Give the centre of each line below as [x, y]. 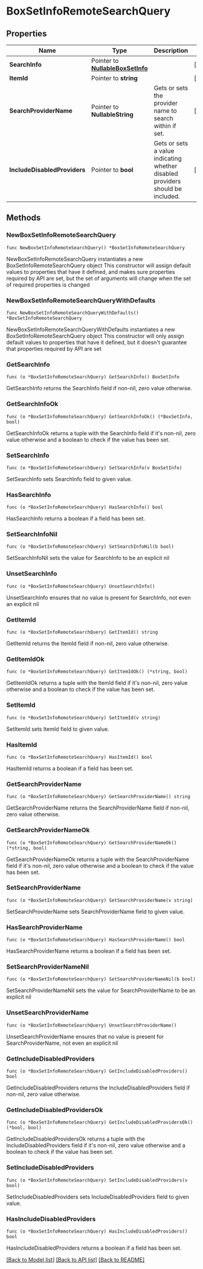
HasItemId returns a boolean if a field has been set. [70, 768]
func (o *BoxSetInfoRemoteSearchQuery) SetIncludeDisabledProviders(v [97, 1180]
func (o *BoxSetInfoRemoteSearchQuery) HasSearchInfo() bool [85, 507]
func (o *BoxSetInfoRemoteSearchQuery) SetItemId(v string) [84, 718]
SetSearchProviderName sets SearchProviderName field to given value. [95, 911]
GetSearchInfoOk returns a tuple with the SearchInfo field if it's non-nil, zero [101, 433]
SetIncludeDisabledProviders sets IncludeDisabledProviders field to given [98, 1197]
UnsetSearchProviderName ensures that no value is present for [85, 1036]
